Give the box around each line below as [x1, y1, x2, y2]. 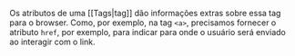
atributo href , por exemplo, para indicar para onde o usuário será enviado [9, 27, 287, 37]
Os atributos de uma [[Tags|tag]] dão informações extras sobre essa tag [9, 8, 281, 18]
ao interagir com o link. [9, 36, 96, 47]
